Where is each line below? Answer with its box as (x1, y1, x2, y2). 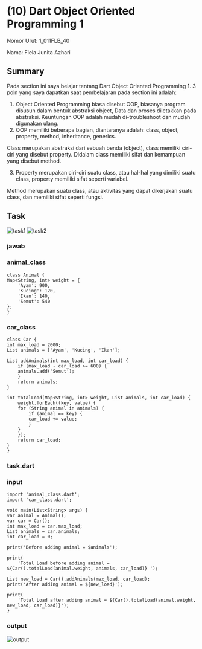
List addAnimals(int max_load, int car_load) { (7, 358, 129, 364)
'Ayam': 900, (17, 282, 51, 288)
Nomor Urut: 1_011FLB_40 (7, 37, 70, 44)
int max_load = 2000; (7, 342, 62, 348)
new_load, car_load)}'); (7, 602, 69, 609)
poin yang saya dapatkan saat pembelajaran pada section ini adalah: (7, 89, 177, 96)
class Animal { (7, 272, 45, 278)
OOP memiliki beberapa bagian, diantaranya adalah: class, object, (15, 126, 180, 134)
